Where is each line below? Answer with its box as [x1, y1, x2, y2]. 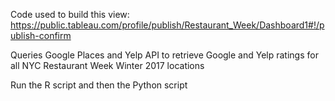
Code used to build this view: [10, 9, 130, 20]
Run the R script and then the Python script [10, 79, 188, 91]
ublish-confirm [10, 30, 72, 41]
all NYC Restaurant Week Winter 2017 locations [10, 60, 205, 71]
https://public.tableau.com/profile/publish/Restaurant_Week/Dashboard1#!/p [10, 19, 325, 31]
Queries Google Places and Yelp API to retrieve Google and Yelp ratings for [10, 49, 319, 61]
